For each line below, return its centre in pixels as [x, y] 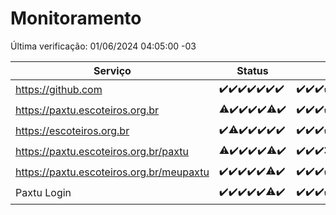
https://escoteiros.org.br [72, 131]
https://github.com [59, 90]
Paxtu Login [43, 193]
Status [252, 70]
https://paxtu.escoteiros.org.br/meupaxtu [112, 172]
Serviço [112, 70]
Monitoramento [76, 18]
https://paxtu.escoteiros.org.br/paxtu [102, 152]
